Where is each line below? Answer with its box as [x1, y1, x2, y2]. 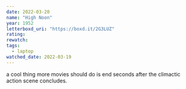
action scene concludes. [6, 77, 68, 84]
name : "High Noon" [6, 15, 53, 21]
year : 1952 [6, 20, 34, 26]
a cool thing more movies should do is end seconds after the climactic [6, 70, 181, 77]
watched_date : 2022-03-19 [6, 54, 71, 60]
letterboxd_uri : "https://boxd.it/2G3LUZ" [6, 25, 115, 32]
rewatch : [6, 37, 28, 43]
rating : [6, 31, 26, 38]
